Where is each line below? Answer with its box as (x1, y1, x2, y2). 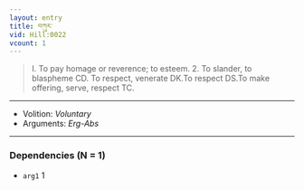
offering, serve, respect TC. (31, 82, 135, 93)
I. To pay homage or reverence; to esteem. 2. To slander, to (31, 63, 252, 74)
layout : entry (9, 13, 63, 23)
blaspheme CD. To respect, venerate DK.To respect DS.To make (31, 73, 270, 84)
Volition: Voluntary (22, 109, 92, 119)
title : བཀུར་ (9, 22, 53, 31)
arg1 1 (22, 169, 45, 181)
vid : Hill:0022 (9, 30, 67, 39)
